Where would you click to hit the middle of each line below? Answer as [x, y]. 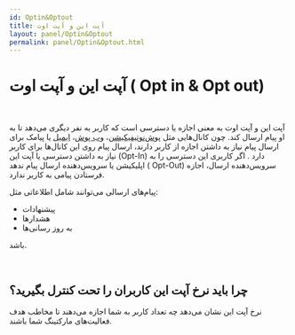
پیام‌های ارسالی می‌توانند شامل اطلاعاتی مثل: [84, 192]
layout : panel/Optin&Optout [61, 34]
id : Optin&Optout [41, 17]
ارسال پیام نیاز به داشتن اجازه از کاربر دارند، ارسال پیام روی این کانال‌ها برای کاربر [144, 146]
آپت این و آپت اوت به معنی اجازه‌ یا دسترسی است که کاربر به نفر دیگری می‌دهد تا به [147, 128]
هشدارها [36, 219]
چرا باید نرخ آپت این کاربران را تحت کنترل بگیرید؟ [129, 290]
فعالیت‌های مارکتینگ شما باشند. [61, 321]
